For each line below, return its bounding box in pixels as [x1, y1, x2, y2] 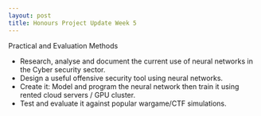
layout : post [8, 11, 52, 20]
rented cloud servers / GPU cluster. [19, 90, 136, 99]
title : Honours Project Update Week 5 [8, 19, 137, 27]
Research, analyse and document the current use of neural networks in [19, 56, 253, 66]
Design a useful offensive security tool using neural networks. [19, 73, 224, 83]
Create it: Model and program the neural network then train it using [19, 81, 240, 91]
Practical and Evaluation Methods [8, 41, 119, 50]
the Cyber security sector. [19, 64, 106, 74]
